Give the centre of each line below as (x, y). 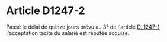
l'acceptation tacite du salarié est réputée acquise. (68, 33)
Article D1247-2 (46, 11)
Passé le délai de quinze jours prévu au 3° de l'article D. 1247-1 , (84, 27)
